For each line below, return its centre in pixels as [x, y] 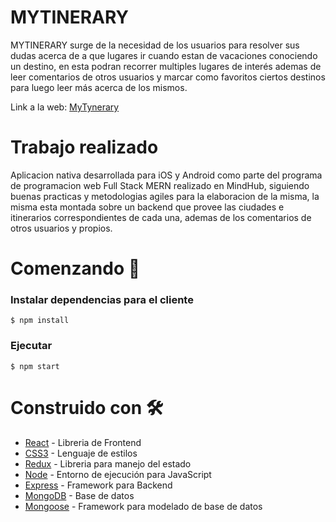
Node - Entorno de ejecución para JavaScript [118, 474]
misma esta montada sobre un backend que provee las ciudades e [147, 207]
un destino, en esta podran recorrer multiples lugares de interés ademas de [166, 66]
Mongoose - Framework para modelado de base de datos [143, 506]
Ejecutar [31, 346]
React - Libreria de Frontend [83, 442]
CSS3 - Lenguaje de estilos [81, 453]
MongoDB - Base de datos [79, 495]
